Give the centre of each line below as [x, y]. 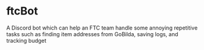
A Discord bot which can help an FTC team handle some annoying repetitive [102, 28]
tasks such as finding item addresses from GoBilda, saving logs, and [92, 34]
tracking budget [27, 40]
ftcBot [22, 11]
